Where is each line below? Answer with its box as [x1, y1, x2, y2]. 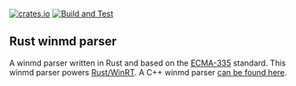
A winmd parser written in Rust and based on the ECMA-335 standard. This [9, 58, 286, 68]
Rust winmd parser [9, 34, 118, 49]
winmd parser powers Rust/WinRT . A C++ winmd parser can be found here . [9, 66, 288, 77]
